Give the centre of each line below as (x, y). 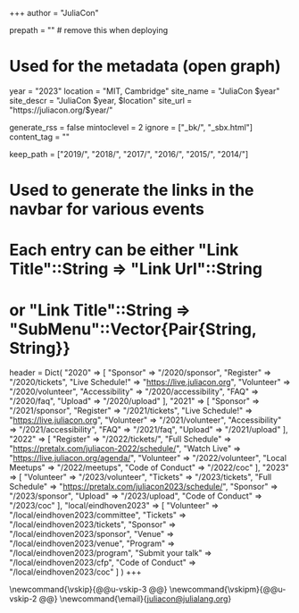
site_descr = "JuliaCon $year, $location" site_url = (101, 100)
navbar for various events (107, 210)
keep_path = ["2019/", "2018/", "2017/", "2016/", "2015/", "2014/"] (129, 154)
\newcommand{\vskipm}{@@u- (228, 590)
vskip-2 (23, 599)
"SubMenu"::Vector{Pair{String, (133, 329)
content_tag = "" (39, 137)
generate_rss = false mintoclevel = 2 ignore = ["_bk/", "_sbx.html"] (131, 127)
